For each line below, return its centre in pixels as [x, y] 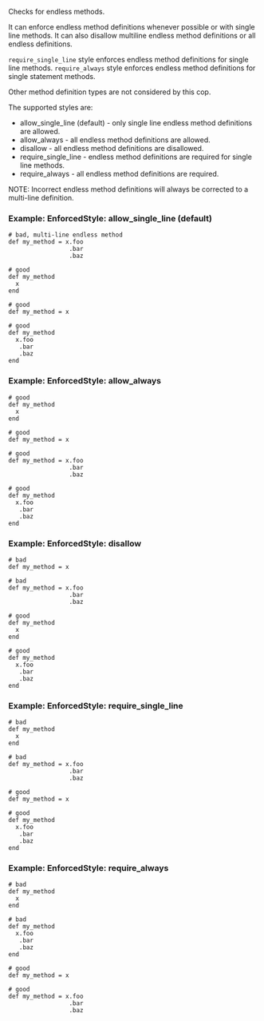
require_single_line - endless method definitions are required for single [136, 157]
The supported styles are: [51, 107]
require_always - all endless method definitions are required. [119, 174]
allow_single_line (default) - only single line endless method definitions [136, 123]
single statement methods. [52, 76]
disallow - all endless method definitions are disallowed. [112, 148]
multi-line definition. [41, 198]
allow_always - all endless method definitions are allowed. [115, 140]
